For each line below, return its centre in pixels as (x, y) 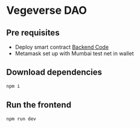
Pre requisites (33, 33)
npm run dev (21, 119)
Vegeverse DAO (47, 11)
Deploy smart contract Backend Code (62, 47)
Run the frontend (39, 105)
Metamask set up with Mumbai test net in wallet (74, 53)
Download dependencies (54, 72)
